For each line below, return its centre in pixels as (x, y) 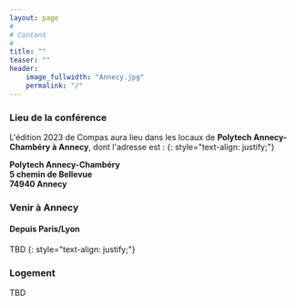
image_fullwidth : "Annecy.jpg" (85, 77)
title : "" (28, 52)
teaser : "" (30, 60)
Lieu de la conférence (58, 117)
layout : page (34, 18)
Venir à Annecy (44, 208)
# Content (28, 35)
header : (24, 69)
